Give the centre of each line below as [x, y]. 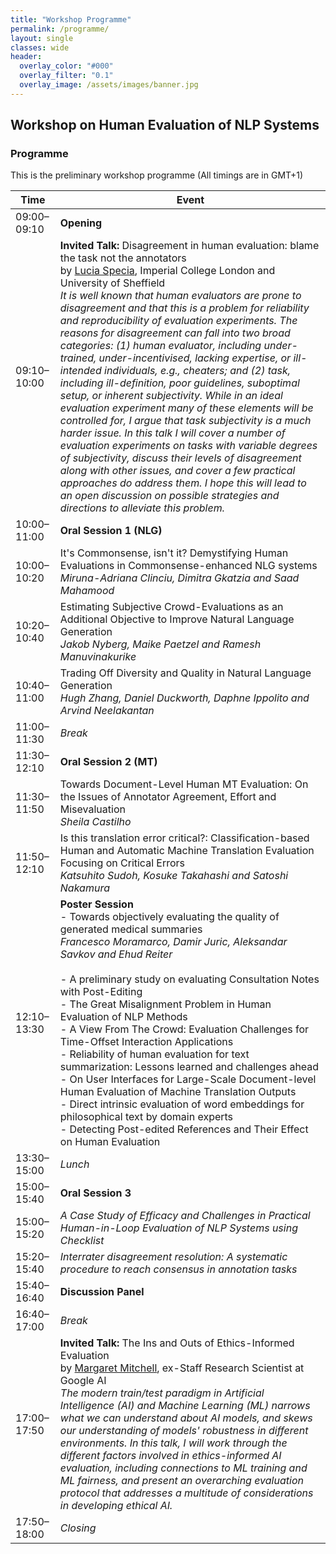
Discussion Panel [102, 1292]
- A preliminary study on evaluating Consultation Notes [189, 979]
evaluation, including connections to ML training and [183, 1468]
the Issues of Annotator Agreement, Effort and [168, 797]
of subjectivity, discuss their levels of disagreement [180, 458]
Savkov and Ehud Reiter [116, 954]
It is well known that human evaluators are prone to [180, 296]
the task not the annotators [123, 258]
